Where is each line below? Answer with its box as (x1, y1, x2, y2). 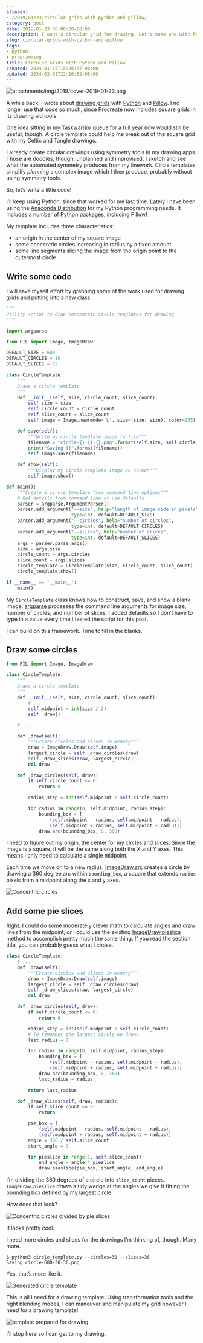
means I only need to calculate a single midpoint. (6, 852, 128, 859)
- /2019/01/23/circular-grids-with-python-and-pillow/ (6, 15, 147, 21)
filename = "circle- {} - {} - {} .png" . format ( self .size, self (28, 439, 177, 445)
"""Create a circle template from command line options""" (17, 489, 169, 495)
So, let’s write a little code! (6, 186, 72, 194)
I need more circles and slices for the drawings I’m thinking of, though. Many (6, 1236, 197, 1243)
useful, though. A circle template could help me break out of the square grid (6, 130, 195, 138)
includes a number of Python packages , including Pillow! (6, 211, 147, 218)
